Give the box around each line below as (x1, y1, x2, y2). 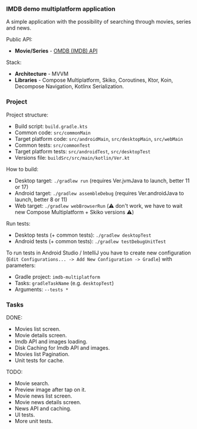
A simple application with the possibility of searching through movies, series (6, 18, 192, 25)
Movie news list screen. (14, 392, 73, 399)
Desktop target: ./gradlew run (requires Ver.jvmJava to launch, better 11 (14, 177, 190, 184)
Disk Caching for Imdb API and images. (14, 344, 110, 351)
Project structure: (6, 111, 49, 118)
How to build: (6, 165, 38, 173)
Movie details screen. (14, 331, 67, 338)
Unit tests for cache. (14, 357, 65, 364)
